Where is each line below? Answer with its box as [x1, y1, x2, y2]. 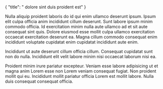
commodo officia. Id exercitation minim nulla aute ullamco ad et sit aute [5, 24, 148, 30]
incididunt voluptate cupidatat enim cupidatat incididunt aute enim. [5, 39, 139, 45]
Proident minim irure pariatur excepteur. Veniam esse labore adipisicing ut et [5, 63, 158, 69]
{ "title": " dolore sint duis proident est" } [5, 4, 86, 10]
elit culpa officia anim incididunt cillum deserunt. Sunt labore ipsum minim [5, 19, 153, 24]
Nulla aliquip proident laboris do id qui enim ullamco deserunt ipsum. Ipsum [5, 14, 156, 19]
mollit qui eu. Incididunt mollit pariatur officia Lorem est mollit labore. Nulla [5, 74, 154, 79]
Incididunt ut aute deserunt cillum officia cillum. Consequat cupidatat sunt [5, 48, 153, 54]
